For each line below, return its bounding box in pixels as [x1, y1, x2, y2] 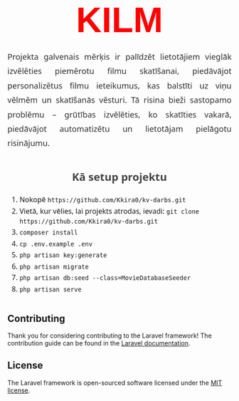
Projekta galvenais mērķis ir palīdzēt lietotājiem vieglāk [7, 51, 232, 62]
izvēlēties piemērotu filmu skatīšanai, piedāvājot [7, 66, 232, 77]
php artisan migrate [19, 262, 89, 271]
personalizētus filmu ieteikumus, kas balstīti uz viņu [7, 80, 232, 91]
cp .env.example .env [19, 240, 92, 248]
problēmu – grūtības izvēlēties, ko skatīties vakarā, [7, 108, 232, 120]
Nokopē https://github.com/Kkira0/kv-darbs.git [19, 194, 186, 205]
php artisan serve [19, 285, 82, 293]
